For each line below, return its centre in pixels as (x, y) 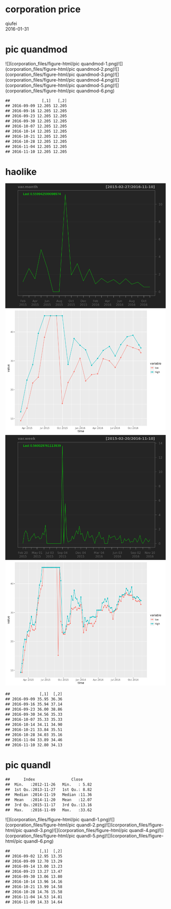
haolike (21, 172)
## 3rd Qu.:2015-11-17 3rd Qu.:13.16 (49, 805)
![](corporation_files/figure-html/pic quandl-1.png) (58, 819)
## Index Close (44, 779)
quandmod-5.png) (95, 85)
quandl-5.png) (91, 836)
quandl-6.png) (39, 841)
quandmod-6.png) (95, 91)
